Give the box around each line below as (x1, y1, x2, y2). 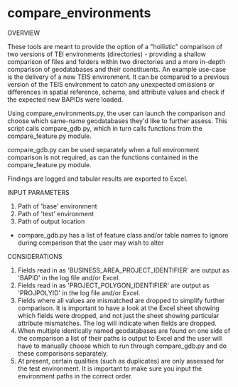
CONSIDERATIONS (7, 252, 63, 260)
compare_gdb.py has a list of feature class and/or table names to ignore (17, 230, 229, 239)
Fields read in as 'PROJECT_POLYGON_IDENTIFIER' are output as (17, 281, 210, 290)
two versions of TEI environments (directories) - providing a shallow (7, 50, 206, 58)
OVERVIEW (7, 28, 40, 37)
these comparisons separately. (17, 349, 109, 357)
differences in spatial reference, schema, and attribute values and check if (7, 88, 225, 96)
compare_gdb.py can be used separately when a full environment (7, 145, 200, 154)
